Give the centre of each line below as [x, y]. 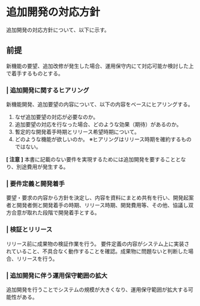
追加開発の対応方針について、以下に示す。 [58, 30]
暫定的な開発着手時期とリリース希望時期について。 [77, 132]
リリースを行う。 [37, 258]
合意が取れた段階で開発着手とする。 [55, 213]
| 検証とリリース [29, 230]
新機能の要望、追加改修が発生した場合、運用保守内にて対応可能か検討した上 [100, 65]
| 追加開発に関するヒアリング [48, 90]
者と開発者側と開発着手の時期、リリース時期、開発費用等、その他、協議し [97, 205]
